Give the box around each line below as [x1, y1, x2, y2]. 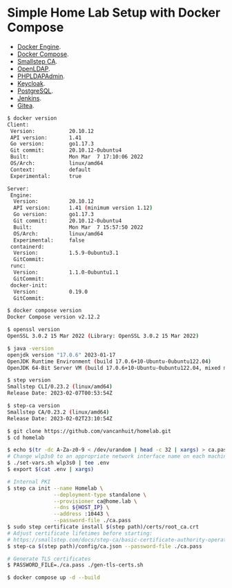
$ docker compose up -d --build [7, 574, 100, 581]
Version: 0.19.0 [13, 288, 88, 295]
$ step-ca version [7, 402, 60, 409]
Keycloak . [17, 79, 46, 87]
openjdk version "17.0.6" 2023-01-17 [7, 351, 116, 358]
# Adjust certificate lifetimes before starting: [7, 530, 153, 537]
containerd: [10, 243, 45, 250]
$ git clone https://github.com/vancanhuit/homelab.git [7, 427, 171, 434]
